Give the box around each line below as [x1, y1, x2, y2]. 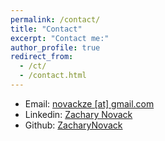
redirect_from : [10, 52, 74, 62]
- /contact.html [19, 71, 87, 81]
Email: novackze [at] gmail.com [24, 97, 155, 110]
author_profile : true [10, 42, 101, 53]
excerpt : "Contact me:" [10, 33, 110, 43]
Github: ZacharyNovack [24, 119, 123, 131]
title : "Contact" [10, 24, 83, 34]
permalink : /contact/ [10, 14, 101, 25]
